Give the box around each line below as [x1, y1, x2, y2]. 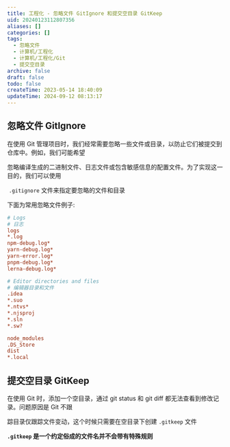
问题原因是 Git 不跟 [18, 403, 73, 411]
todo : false [7, 80, 41, 87]
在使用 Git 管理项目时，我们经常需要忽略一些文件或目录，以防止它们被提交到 [7, 139, 222, 148]
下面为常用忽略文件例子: [7, 200, 75, 209]
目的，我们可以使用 [7, 171, 62, 179]
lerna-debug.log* [7, 265, 57, 272]
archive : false [7, 67, 51, 74]
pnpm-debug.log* [7, 259, 53, 266]
